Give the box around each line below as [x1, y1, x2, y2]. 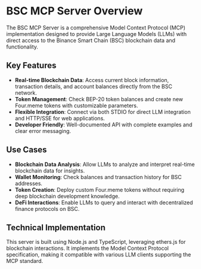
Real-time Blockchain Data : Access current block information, [14, 76, 169, 83]
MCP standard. [6, 258, 43, 265]
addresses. [14, 180, 43, 187]
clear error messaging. [14, 127, 71, 134]
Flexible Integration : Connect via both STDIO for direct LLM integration [14, 108, 191, 115]
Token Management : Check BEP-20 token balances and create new [14, 95, 184, 102]
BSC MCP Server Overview [6, 4, 143, 18]
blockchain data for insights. [14, 167, 85, 174]
